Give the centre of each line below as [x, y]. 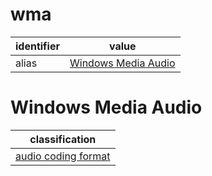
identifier [37, 46]
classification [63, 139]
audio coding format [63, 156]
